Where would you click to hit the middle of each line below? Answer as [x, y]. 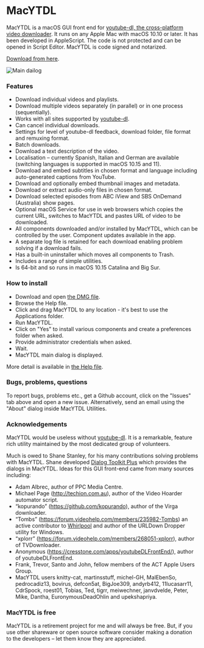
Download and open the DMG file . [58, 296]
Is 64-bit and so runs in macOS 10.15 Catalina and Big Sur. [88, 268]
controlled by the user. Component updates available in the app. [96, 235]
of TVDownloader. [38, 545]
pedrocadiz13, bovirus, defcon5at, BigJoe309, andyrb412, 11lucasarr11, [104, 584]
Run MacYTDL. [34, 322]
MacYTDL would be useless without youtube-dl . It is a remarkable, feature [100, 437]
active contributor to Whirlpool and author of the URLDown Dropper [100, 526]
